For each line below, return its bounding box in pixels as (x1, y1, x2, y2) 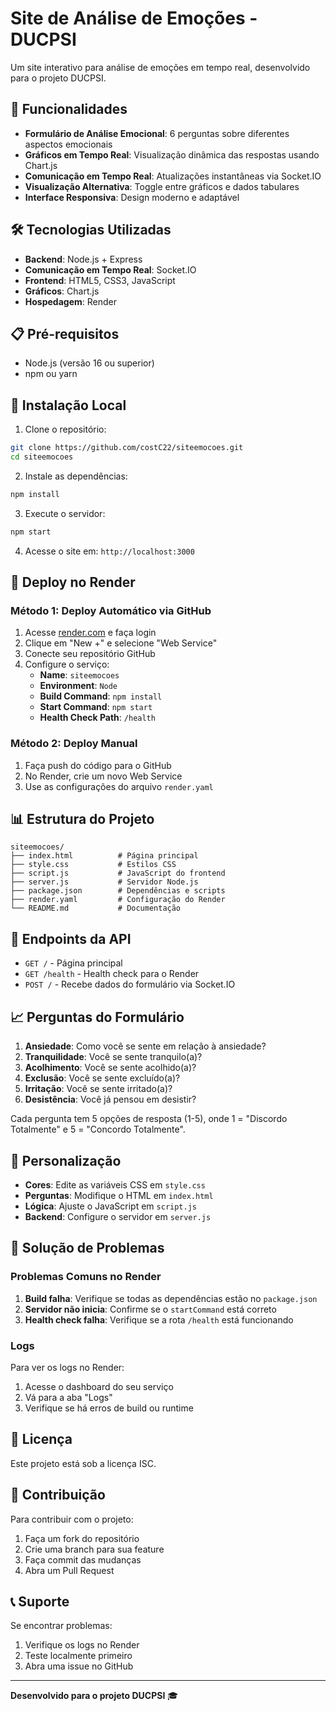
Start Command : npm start (39, 701, 153, 713)
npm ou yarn (24, 368, 78, 380)
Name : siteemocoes (39, 669, 120, 681)
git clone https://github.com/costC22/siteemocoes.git (10, 443, 244, 453)
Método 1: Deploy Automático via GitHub (10, 604, 212, 617)
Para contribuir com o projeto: (10, 1513, 134, 1525)
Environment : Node (39, 680, 118, 692)
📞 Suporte (10, 1593, 70, 1610)
